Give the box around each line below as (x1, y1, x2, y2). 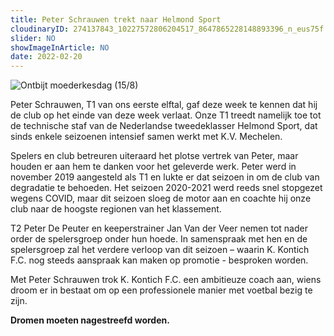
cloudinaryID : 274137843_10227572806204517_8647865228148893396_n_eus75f (10, 24, 325, 34)
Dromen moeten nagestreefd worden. (10, 314, 170, 326)
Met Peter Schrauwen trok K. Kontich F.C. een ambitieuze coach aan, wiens (10, 274, 322, 286)
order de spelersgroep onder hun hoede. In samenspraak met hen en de (10, 233, 308, 245)
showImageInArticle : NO (10, 42, 110, 53)
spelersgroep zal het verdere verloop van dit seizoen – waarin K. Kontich (10, 244, 310, 256)
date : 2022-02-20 (10, 52, 83, 62)
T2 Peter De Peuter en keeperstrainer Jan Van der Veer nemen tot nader (10, 222, 308, 235)
